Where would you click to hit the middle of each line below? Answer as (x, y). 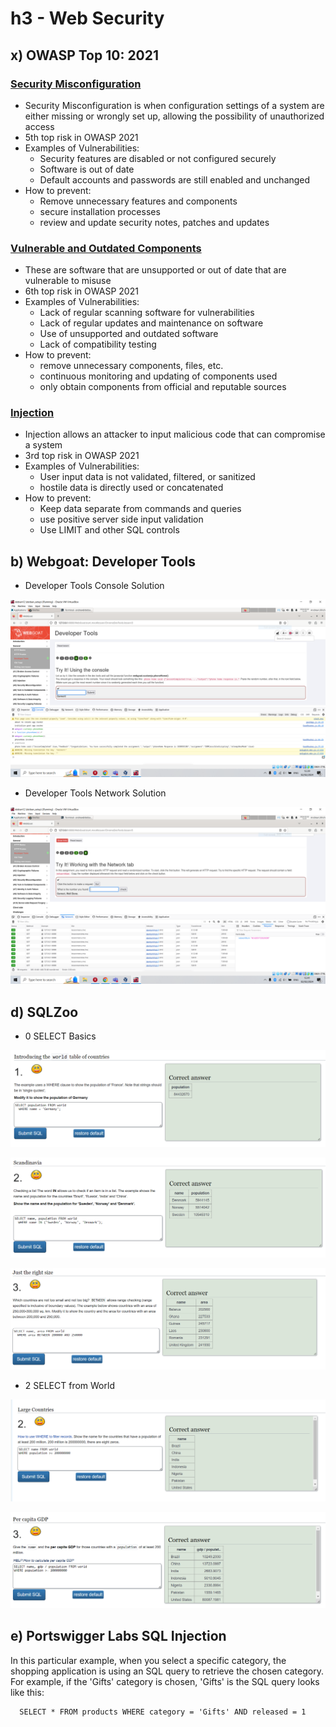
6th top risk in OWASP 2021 (81, 291)
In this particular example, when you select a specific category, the (148, 1660)
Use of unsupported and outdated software (129, 334)
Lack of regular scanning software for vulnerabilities (147, 313)
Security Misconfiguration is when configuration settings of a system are (174, 105)
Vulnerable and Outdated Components (106, 248)
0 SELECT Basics (60, 1036)
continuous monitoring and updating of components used (158, 376)
